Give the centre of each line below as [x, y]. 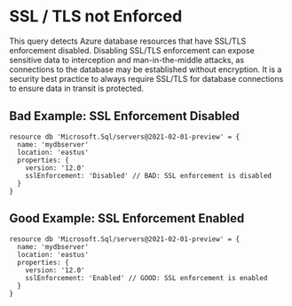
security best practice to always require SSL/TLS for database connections [146, 78]
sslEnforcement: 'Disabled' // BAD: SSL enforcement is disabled [149, 175]
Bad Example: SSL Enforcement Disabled [124, 116]
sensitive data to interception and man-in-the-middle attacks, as [127, 60]
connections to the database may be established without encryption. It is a [146, 69]
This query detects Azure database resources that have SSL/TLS [128, 41]
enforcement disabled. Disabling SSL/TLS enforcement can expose [132, 50]
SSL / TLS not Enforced [96, 16]
